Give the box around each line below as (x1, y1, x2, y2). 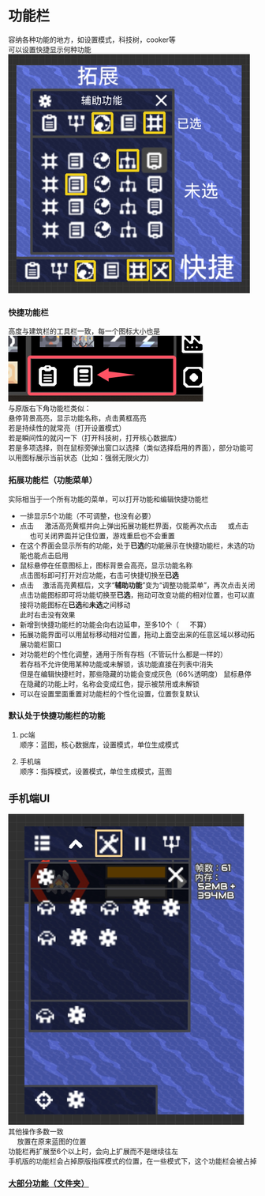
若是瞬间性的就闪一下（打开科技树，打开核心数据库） (8, 433, 181, 443)
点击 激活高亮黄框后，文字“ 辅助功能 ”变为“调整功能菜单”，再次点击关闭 (19, 580, 256, 590)
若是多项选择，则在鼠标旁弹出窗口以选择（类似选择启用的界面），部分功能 (8, 443, 247, 453)
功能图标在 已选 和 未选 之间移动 (33, 600, 131, 609)
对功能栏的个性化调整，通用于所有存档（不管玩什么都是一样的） (19, 649, 227, 658)
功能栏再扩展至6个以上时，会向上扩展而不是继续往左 (8, 1146, 179, 1156)
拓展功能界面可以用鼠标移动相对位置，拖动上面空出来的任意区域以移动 (19, 629, 248, 639)
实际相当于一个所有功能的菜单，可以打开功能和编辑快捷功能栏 (8, 494, 209, 504)
